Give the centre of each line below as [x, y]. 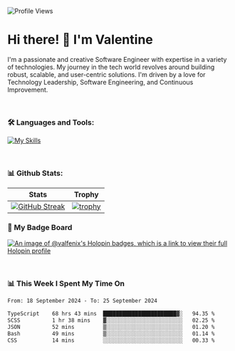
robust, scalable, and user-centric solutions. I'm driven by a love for [106, 74]
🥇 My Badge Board [40, 228]
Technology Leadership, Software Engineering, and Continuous [100, 82]
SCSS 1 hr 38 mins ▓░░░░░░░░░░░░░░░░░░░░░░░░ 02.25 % [111, 320]
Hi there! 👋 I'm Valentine [80, 40]
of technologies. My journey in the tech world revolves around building [111, 67]
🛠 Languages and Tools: [51, 122]
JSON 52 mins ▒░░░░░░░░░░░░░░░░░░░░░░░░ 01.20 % [111, 327]
